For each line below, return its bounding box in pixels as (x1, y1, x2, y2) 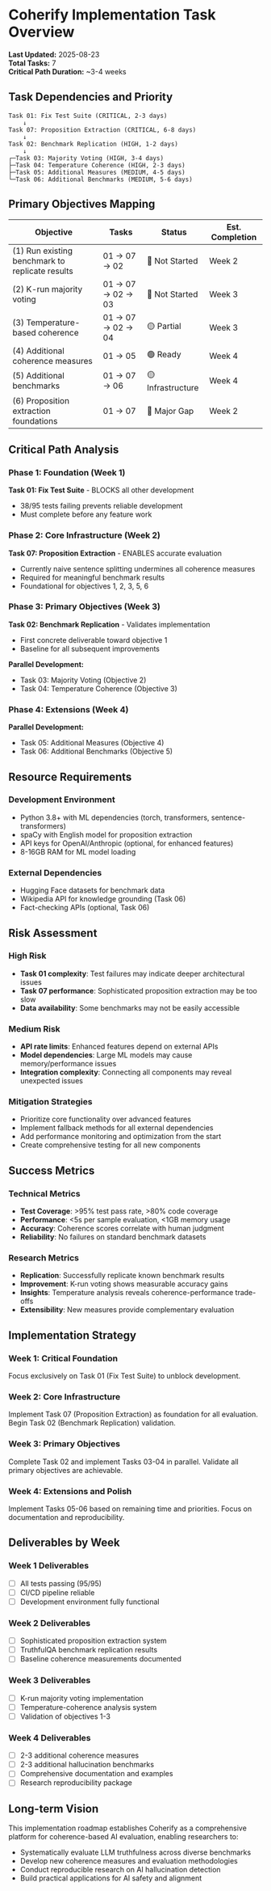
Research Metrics (8, 1252, 79, 1264)
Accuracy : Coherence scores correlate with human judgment (19, 1223, 224, 1234)
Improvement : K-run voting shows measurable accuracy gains (19, 1279, 228, 1289)
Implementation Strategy (8, 1328, 137, 1342)
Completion (211, 231, 257, 243)
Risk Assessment (8, 926, 98, 939)
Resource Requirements (8, 770, 132, 783)
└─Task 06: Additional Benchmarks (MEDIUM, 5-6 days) (8, 175, 194, 184)
